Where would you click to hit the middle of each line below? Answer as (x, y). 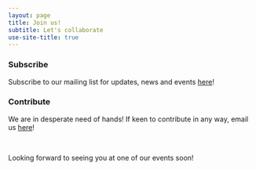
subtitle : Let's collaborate (56, 30)
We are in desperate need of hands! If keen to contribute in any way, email (128, 119)
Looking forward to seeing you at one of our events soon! (101, 157)
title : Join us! (35, 23)
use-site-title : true (44, 37)
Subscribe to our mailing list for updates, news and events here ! (111, 81)
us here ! (22, 127)
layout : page (29, 15)
